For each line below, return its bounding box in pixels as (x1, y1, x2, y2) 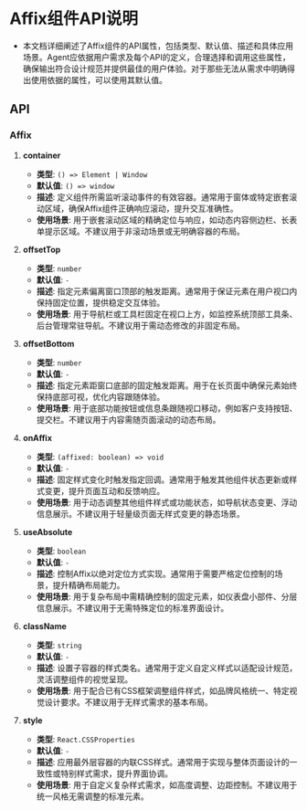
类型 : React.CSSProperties (36, 733, 135, 744)
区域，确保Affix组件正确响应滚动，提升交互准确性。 (44, 203, 239, 214)
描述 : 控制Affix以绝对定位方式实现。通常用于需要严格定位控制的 (36, 568, 276, 579)
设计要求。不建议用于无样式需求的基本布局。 (44, 696, 213, 708)
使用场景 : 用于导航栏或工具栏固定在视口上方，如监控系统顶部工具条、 (36, 308, 298, 320)
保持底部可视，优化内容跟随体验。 (36, 391, 165, 402)
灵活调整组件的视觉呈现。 (36, 673, 133, 685)
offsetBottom (22, 338, 75, 349)
